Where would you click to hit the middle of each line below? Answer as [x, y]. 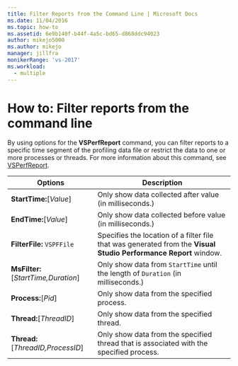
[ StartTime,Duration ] [45, 278]
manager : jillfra [33, 54]
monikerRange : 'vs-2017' [44, 60]
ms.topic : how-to [33, 27]
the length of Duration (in [140, 273]
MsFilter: [26, 269]
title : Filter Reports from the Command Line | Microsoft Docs [103, 14]
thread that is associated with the [153, 343]
